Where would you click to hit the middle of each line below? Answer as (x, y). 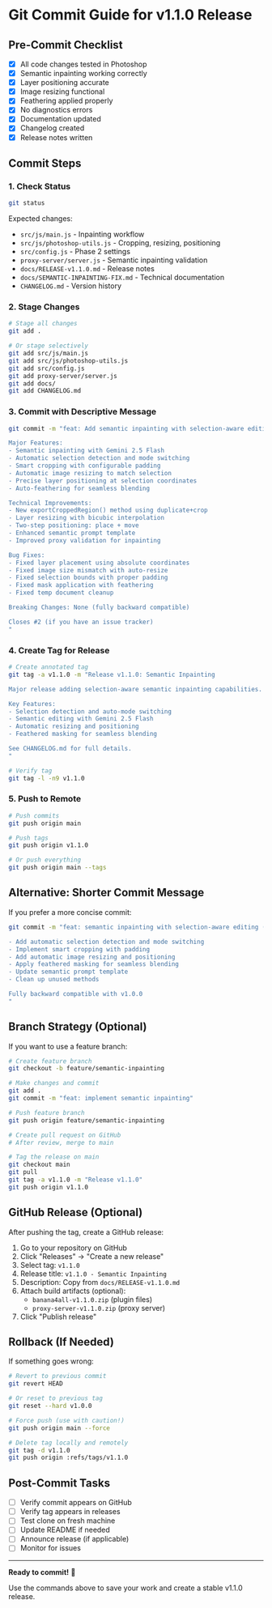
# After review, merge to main (61, 1142)
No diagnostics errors (56, 110)
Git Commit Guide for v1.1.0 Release (130, 15)
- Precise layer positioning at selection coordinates (103, 481)
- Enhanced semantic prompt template (72, 533)
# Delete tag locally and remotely (68, 1443)
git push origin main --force (59, 1428)
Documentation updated (60, 119)
